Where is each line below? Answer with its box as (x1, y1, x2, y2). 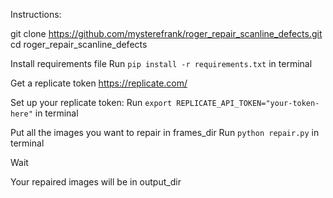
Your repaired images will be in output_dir (10, 176, 182, 188)
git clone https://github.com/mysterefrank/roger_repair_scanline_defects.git (10, 28, 323, 39)
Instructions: (10, 9, 62, 20)
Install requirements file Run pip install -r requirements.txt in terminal (10, 58, 313, 69)
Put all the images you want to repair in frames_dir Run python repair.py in (10, 127, 320, 138)
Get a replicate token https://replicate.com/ (10, 77, 188, 89)
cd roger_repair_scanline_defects (10, 39, 148, 50)
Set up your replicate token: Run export (10, 97, 173, 108)
